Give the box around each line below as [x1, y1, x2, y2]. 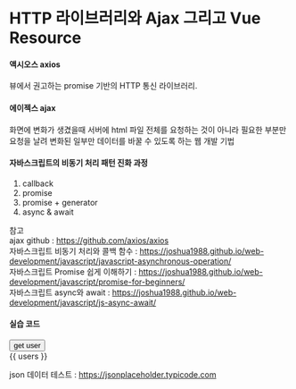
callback [21, 178, 53, 189]
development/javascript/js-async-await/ [9, 297, 157, 308]
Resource [9, 28, 82, 48]
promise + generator [21, 197, 98, 207]
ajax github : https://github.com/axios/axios [9, 234, 169, 246]
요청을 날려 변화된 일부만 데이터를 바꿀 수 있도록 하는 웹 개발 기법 [9, 135, 234, 146]
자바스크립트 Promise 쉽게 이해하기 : [9, 266, 136, 277]
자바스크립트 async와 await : [9, 287, 111, 298]
